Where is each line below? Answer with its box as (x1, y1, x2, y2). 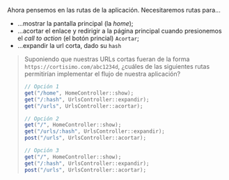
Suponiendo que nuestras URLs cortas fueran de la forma (24, 55, 190, 63)
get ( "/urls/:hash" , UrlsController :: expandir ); (24, 128, 166, 135)
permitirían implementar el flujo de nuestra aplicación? (24, 69, 181, 78)
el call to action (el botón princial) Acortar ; (17, 34, 139, 42)
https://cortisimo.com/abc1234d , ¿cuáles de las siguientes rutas (24, 63, 210, 70)
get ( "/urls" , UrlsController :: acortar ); (24, 102, 143, 110)
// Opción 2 (24, 115, 59, 122)
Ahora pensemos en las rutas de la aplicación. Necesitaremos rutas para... (7, 6, 221, 14)
